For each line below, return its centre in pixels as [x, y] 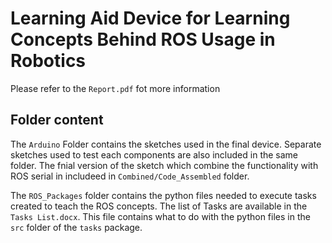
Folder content [57, 120]
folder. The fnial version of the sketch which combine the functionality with [164, 165]
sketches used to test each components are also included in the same [154, 154]
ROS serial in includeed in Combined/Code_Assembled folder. [130, 176]
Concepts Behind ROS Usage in [143, 39]
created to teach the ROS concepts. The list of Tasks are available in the [159, 206]
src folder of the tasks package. [76, 227]
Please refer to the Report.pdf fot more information [115, 88]
